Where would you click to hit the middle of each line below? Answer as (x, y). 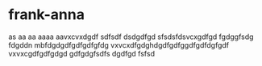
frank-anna (46, 15)
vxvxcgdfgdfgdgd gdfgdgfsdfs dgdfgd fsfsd (82, 53)
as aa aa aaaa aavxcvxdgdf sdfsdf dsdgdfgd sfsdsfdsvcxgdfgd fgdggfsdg (131, 37)
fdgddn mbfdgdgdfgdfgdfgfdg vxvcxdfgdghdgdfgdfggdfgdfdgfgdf (119, 45)
